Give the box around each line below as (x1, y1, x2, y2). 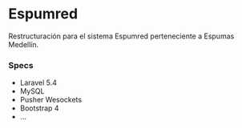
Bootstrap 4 (19, 103, 59, 113)
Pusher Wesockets (19, 95, 83, 105)
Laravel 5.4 (19, 78, 58, 88)
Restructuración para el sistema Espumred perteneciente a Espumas (8, 31, 235, 41)
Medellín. (8, 39, 39, 49)
